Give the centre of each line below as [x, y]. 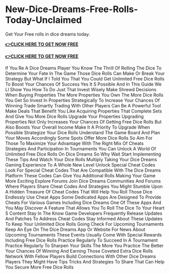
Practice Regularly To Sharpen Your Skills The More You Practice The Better [84, 245]
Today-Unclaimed [44, 20]
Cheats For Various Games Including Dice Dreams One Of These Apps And [83, 202]
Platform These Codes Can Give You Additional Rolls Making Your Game [80, 175]
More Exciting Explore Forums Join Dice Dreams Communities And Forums [83, 181]
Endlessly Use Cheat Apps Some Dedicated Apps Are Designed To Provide [83, 197]
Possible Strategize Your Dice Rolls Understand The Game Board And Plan [83, 132]
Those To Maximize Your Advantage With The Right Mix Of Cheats [75, 143]
